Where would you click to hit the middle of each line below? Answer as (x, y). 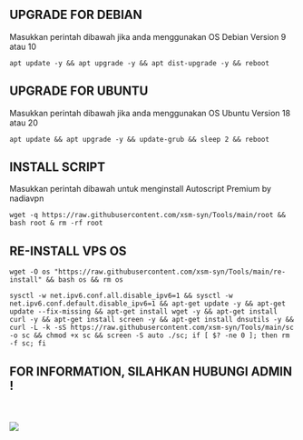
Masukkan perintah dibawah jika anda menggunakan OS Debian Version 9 (148, 36)
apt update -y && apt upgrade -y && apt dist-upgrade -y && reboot (140, 63)
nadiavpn (27, 198)
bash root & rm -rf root (56, 223)
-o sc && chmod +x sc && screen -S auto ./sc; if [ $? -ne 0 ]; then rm (150, 335)
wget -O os (30, 272)
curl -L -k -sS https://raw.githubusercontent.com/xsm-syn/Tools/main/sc (152, 328)
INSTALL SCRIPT (58, 167)
